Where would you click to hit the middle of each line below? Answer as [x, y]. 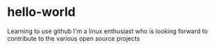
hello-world [42, 12]
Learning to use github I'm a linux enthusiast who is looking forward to [108, 31]
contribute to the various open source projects [74, 38]
